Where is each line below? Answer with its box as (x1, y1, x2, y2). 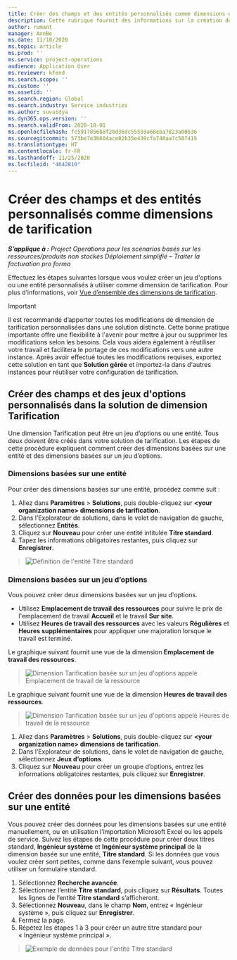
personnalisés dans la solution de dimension (8, 399, 208, 411)
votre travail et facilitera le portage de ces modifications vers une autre (8, 345, 214, 354)
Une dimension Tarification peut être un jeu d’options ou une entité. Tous (8, 429, 219, 437)
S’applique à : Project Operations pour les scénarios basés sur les (8, 244, 201, 253)
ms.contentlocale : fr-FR (8, 148, 81, 155)
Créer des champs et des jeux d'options (8, 388, 186, 400)
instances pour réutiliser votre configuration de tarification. (8, 368, 179, 376)
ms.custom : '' (8, 82, 50, 89)
